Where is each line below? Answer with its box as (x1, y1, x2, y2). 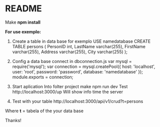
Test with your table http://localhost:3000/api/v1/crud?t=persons (12, 98, 143, 104)
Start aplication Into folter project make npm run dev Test (12, 83, 128, 89)
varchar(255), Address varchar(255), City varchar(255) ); (12, 49, 128, 55)
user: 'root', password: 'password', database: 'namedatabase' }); (12, 68, 143, 74)
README (5, 3, 42, 14)
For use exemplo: (5, 29, 41, 34)
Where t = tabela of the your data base (5, 108, 84, 114)
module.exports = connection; (12, 74, 74, 80)
